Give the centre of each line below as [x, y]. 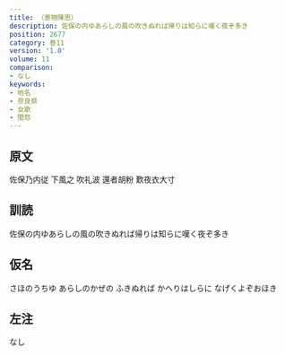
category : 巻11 [37, 43]
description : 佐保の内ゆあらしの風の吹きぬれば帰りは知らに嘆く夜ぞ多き [129, 26]
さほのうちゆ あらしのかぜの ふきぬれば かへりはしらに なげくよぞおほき [143, 288]
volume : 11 [30, 59]
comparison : [31, 68]
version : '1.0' [38, 51]
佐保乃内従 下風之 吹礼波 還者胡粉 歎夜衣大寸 [92, 179]
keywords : [28, 84]
